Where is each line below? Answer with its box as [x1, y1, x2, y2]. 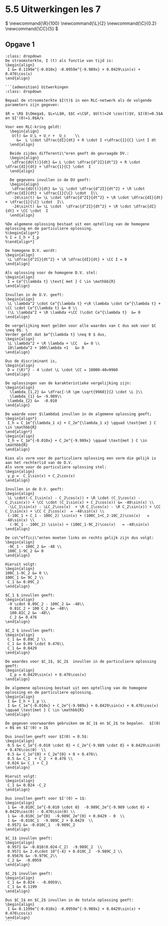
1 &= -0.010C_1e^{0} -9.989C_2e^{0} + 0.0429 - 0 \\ [7, 813, 125, 818]
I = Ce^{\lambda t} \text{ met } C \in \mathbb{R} [7, 279, 116, 284]
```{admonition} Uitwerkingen [5, 84, 69, 89]
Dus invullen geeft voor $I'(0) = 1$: [5, 796, 87, 801]
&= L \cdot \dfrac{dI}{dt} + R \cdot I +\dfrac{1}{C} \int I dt [16, 137, 156, 142]
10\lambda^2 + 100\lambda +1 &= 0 [7, 345, 85, 350]
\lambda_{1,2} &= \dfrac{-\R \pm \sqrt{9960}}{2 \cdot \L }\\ [10, 389, 143, 394]
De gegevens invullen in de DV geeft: [10, 177, 92, 182]
